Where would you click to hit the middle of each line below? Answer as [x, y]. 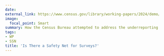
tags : [10, 32]
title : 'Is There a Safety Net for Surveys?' [52, 46]
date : [10, 9]
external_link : [20, 14]
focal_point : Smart [29, 23]
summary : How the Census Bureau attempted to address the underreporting [82, 28]
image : [12, 19]
